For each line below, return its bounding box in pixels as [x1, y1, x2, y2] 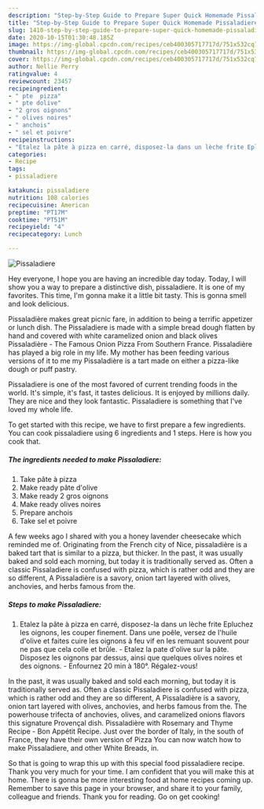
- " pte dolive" [8, 99, 61, 107]
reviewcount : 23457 [8, 77, 72, 85]
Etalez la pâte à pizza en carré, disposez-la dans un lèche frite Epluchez [19, 619, 254, 629]
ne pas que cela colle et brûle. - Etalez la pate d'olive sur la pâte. [19, 644, 229, 653]
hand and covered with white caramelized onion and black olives [8, 331, 218, 340]
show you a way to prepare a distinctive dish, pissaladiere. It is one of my [8, 282, 245, 292]
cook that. [8, 437, 41, 446]
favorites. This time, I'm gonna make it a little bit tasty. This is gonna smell [8, 291, 247, 300]
